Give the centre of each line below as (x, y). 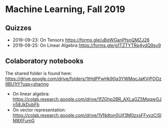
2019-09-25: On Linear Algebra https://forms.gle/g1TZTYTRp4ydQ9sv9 (87, 45)
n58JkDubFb (26, 104)
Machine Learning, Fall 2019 (65, 9)
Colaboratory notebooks (45, 61)
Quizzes (18, 28)
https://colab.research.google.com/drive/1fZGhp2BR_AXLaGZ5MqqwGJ (87, 99)
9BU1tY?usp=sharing (27, 84)
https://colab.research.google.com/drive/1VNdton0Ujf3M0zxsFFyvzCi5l (87, 115)
